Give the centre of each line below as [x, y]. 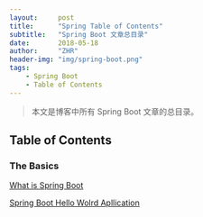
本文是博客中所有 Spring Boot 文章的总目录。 [115, 111]
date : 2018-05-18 [54, 43]
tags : [19, 68]
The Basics [34, 166]
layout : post [42, 18]
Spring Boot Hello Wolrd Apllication [74, 203]
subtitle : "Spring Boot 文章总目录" [79, 34]
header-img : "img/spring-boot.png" [76, 59]
